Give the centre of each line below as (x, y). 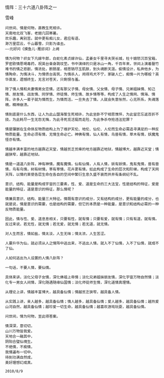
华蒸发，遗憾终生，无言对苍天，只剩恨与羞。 (44, 79)
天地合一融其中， (20, 337)
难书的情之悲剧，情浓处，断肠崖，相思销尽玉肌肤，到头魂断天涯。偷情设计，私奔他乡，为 (82, 69)
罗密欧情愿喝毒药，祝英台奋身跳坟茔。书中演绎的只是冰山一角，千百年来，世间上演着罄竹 (82, 64)
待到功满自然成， (20, 357)
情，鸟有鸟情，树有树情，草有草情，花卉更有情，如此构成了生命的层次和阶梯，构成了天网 (82, 169)
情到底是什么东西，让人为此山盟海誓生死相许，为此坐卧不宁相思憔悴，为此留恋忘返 (77, 114)
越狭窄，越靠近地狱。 (23, 154)
